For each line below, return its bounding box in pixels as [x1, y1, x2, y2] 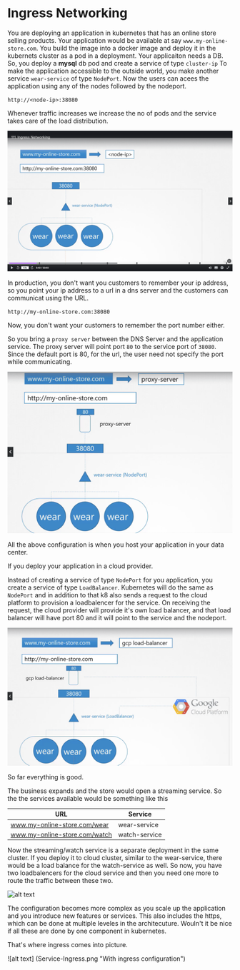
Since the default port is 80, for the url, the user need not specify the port [7, 350, 224, 358]
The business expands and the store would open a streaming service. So [7, 787, 222, 795]
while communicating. [7, 357, 73, 365]
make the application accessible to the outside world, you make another [7, 66, 219, 75]
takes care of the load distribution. [7, 116, 109, 125]
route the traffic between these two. [7, 876, 114, 885]
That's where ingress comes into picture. [7, 941, 129, 949]
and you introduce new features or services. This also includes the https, [7, 911, 222, 920]
